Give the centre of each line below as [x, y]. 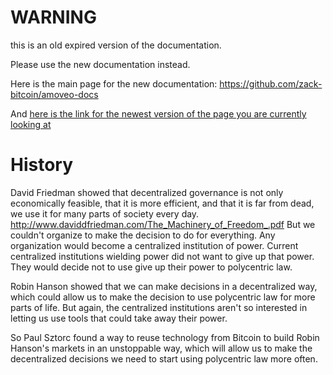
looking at [31, 124]
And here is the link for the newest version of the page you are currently [158, 113]
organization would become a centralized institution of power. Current [154, 245]
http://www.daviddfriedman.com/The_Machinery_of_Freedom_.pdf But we [163, 224]
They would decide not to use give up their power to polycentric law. [151, 267]
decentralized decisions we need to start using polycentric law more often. [164, 358]
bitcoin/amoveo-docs [54, 94]
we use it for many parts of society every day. [105, 213]
